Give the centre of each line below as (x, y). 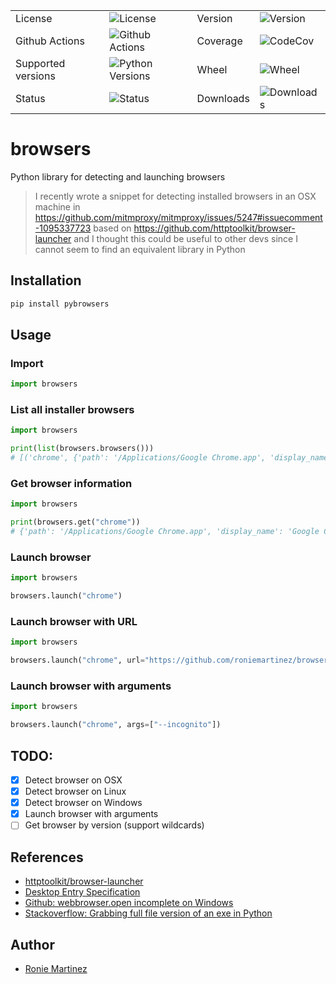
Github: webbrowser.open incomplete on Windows (129, 903)
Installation (46, 280)
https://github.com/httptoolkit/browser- (214, 228)
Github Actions (50, 41)
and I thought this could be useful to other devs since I (185, 238)
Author (32, 944)
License (34, 18)
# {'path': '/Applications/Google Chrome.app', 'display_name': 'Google (165, 532)
